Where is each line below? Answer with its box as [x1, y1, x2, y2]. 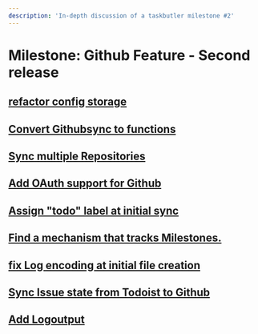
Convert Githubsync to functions [8, 122, 176, 136]
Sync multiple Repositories [8, 149, 146, 163]
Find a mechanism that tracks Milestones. [8, 231, 222, 245]
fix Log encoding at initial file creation [8, 258, 201, 272]
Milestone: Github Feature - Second [8, 46, 251, 64]
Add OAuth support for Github [8, 177, 162, 191]
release [8, 63, 59, 81]
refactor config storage [8, 95, 127, 109]
